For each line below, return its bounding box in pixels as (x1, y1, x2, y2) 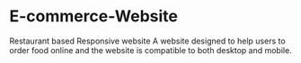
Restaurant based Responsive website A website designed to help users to (9, 35, 286, 46)
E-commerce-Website (9, 6, 178, 27)
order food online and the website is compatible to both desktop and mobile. (9, 44, 292, 55)
